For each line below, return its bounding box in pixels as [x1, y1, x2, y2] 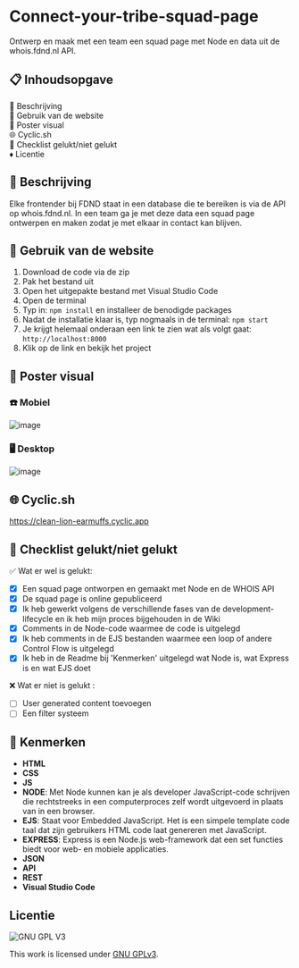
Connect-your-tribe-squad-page [9, 6, 259, 27]
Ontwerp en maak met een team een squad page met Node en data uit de [9, 36, 280, 46]
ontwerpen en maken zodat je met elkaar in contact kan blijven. [9, 217, 243, 228]
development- [222, 603, 275, 614]
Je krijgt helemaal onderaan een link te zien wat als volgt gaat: [21, 324, 252, 334]
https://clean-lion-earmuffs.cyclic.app [9, 516, 149, 526]
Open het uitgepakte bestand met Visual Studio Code [21, 286, 219, 297]
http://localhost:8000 [21, 335, 107, 344]
